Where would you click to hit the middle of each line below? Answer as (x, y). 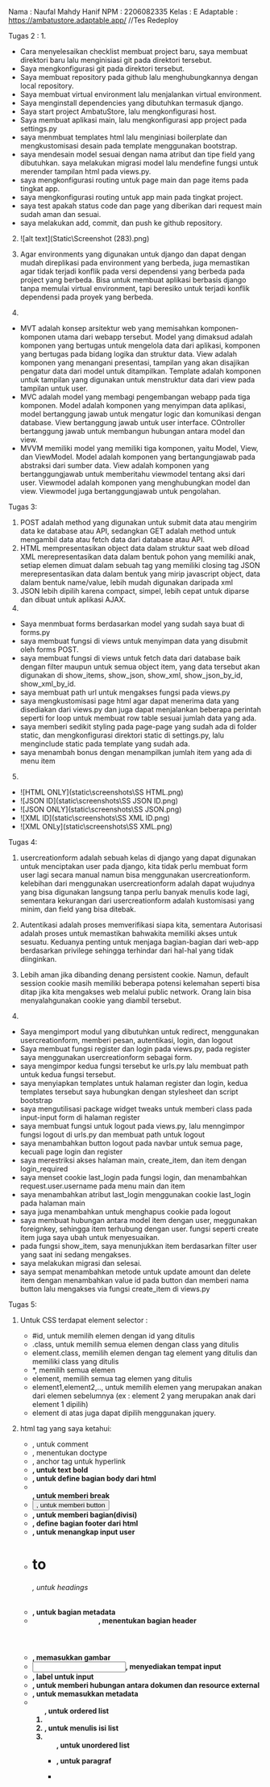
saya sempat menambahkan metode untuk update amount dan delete (135, 1271)
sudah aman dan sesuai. (60, 214)
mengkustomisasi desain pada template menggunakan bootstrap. (129, 146)
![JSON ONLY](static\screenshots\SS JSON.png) (101, 809)
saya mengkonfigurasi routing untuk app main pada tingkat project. (131, 197)
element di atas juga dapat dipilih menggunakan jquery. (124, 1413)
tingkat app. (40, 188)
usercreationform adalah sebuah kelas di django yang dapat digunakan (138, 858)
